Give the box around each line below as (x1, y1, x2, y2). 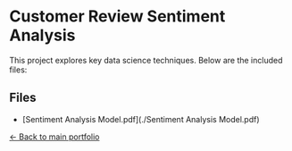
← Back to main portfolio (9, 131, 100, 142)
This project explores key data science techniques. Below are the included (9, 55, 283, 65)
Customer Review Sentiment (9, 6, 226, 27)
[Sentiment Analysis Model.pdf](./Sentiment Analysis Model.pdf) (21, 113, 261, 124)
